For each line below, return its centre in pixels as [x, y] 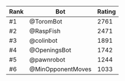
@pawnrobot [47, 60]
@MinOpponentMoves [60, 69]
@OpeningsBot [50, 50]
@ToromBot [46, 21]
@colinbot [43, 41]
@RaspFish [45, 31]
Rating [106, 11]
